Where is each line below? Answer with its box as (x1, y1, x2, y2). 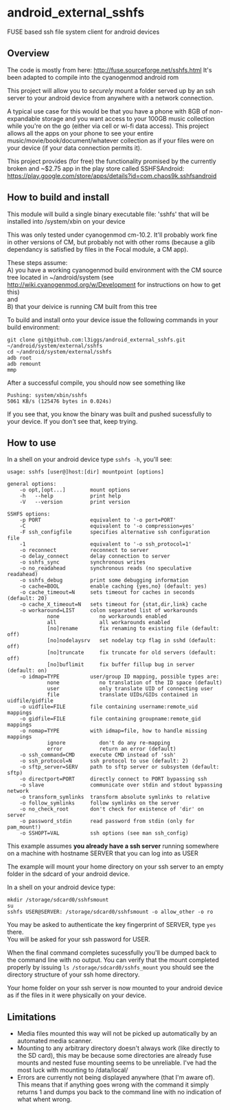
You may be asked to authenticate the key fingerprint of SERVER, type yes (7, 921, 216, 929)
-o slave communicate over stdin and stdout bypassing (19, 782, 223, 789)
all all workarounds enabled (47, 619, 170, 626)
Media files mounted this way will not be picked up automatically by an (16, 1029, 218, 1038)
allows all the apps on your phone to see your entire (7, 129, 154, 137)
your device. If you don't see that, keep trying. (7, 417, 138, 425)
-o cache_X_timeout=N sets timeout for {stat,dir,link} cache (19, 601, 207, 608)
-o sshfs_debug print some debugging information (19, 577, 189, 584)
